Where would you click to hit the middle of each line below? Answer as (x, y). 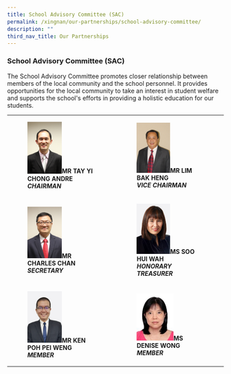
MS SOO (182, 251)
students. (21, 105)
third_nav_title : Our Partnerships (58, 36)
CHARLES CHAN (51, 264)
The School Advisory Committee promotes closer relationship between (108, 76)
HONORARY (154, 266)
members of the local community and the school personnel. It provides (107, 83)
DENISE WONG (158, 346)
